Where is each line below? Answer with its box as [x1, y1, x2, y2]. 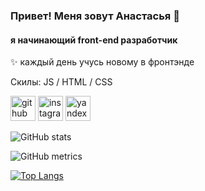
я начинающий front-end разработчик [10, 34, 178, 46]
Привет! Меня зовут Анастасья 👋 [10, 9, 180, 23]
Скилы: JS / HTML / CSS [10, 76, 113, 88]
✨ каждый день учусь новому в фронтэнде [10, 56, 195, 68]
